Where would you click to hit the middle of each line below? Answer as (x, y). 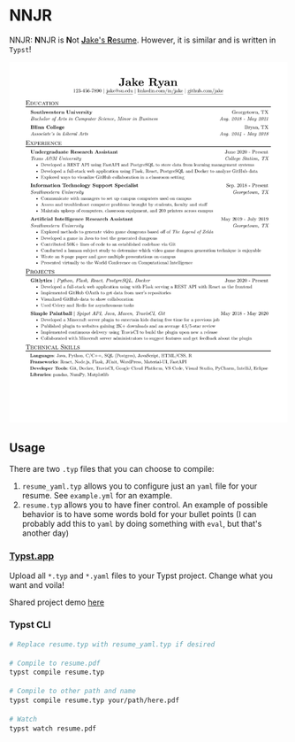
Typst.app (32, 556)
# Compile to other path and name (73, 692)
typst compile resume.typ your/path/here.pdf (94, 700)
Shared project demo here (57, 602)
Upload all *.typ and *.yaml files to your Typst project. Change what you (141, 576)
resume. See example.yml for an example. (97, 496)
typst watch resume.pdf (53, 728)
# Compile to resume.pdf (55, 663)
